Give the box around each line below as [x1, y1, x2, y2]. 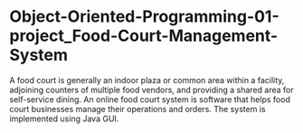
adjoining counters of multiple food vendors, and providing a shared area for [9, 84, 294, 95]
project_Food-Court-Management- [9, 25, 279, 46]
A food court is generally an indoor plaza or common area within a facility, [9, 74, 285, 85]
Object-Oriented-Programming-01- [9, 6, 280, 27]
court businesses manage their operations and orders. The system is [9, 103, 266, 114]
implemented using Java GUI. [9, 113, 119, 124]
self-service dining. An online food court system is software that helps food [9, 93, 291, 105]
